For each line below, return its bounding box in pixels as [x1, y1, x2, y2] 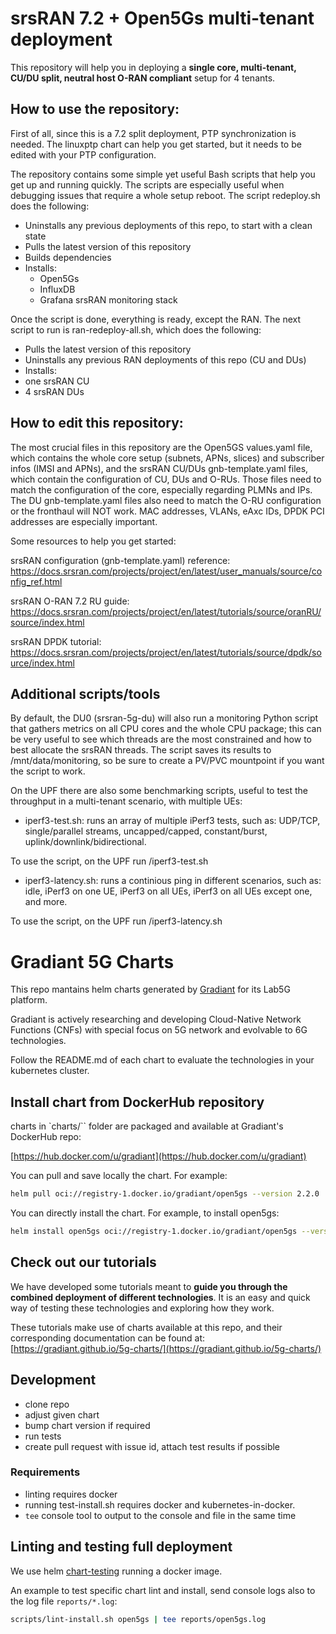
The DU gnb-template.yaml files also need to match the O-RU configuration [10, 494, 322, 506]
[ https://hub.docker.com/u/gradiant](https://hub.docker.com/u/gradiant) [10, 1150, 307, 1162]
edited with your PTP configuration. [10, 148, 157, 161]
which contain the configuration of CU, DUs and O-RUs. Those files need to [10, 473, 322, 485]
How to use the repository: [10, 101, 180, 118]
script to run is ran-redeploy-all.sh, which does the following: [10, 323, 262, 336]
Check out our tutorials [10, 1254, 157, 1271]
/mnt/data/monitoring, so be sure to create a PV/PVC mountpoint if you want [10, 755, 325, 767]
